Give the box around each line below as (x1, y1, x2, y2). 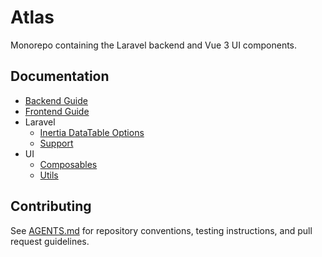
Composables (39, 158, 98, 170)
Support (39, 137, 74, 149)
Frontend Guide (24, 105, 90, 117)
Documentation (10, 68, 110, 85)
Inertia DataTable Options (39, 126, 145, 138)
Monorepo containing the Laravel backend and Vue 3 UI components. (10, 39, 298, 51)
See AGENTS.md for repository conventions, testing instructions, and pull (10, 224, 313, 236)
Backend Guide (24, 94, 88, 106)
